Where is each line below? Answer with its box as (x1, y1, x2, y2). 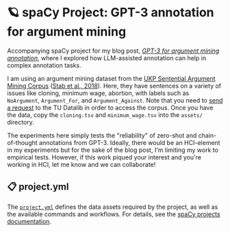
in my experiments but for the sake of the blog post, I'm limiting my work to (7, 146, 219, 154)
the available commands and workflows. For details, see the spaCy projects (7, 209, 220, 218)
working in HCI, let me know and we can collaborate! (7, 160, 156, 168)
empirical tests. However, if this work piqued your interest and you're (7, 153, 202, 161)
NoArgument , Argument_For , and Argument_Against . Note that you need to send (7, 96, 223, 104)
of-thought (7, 138, 38, 146)
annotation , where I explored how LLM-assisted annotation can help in (7, 53, 207, 62)
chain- (198, 131, 217, 140)
